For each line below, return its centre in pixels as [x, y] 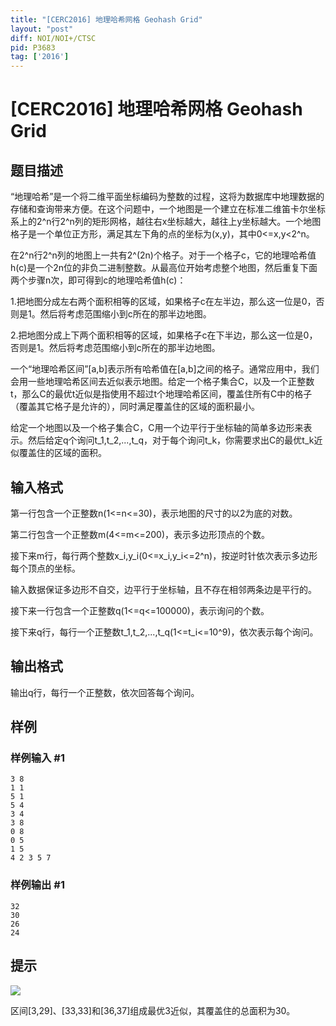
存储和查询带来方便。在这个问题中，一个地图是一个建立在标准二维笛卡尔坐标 [168, 209]
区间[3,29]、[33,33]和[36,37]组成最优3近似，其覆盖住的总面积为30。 [153, 1010]
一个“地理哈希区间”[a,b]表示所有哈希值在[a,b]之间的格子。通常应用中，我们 [165, 369]
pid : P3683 [33, 47]
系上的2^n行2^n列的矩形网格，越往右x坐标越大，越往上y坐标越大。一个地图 [166, 222]
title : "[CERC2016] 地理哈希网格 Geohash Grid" [106, 19]
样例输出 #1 [37, 885]
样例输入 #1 [37, 758]
